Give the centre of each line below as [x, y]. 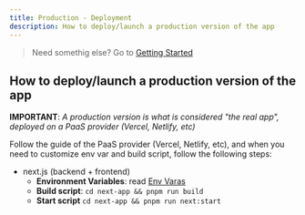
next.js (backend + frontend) [76, 172]
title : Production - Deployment [71, 18]
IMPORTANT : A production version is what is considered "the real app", [144, 117]
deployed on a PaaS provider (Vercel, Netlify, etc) [102, 127]
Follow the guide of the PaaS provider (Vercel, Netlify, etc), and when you [147, 144]
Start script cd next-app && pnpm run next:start [128, 200]
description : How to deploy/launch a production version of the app [142, 26]
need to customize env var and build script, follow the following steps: [141, 154]
